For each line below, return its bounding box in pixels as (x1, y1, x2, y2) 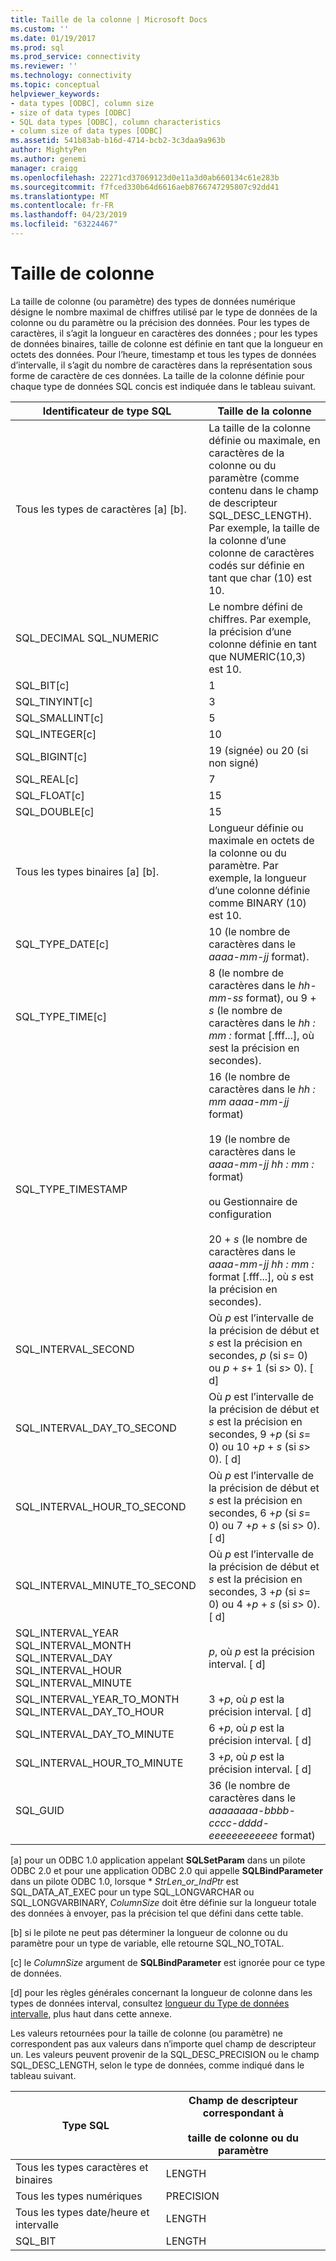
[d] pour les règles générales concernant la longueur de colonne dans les (10, 1986, 313, 1998)
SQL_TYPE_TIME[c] (15, 1009, 107, 1023)
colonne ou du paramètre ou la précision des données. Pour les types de (10, 316, 310, 328)
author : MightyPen (10, 145, 87, 155)
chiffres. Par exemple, (208, 612, 312, 626)
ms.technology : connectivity (10, 71, 132, 81)
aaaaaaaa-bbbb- (208, 1803, 296, 1817)
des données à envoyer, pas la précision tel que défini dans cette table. (10, 1907, 304, 1919)
